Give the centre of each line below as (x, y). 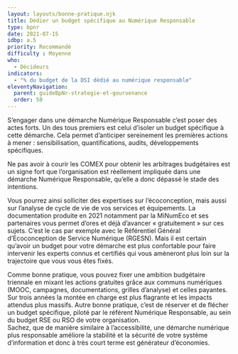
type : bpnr (23, 27)
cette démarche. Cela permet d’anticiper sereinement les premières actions (118, 135)
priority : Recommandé (39, 47)
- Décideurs (32, 67)
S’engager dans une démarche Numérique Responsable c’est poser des (112, 120)
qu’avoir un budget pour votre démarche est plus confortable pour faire (112, 246)
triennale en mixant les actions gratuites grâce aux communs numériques (115, 282)
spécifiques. (26, 150)
